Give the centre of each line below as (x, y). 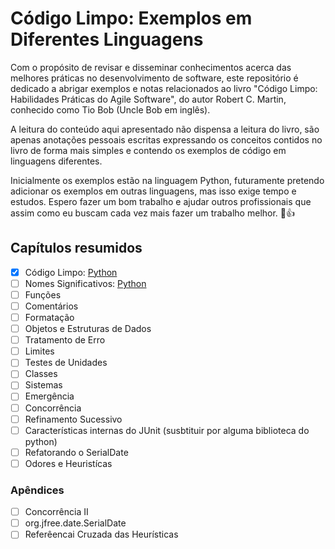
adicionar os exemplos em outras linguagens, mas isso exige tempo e (153, 191)
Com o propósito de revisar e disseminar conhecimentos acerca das (151, 67)
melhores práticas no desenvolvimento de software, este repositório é (154, 78)
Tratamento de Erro (65, 340)
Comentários (51, 306)
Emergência (49, 396)
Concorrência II (56, 512)
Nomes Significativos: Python (85, 283)
